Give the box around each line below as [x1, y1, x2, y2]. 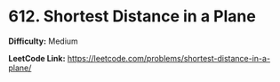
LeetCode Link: [8, 53, 66, 63]
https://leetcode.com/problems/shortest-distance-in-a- [67, 53, 271, 63]
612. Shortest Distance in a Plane [8, 6, 257, 27]
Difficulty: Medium [8, 36, 79, 46]
